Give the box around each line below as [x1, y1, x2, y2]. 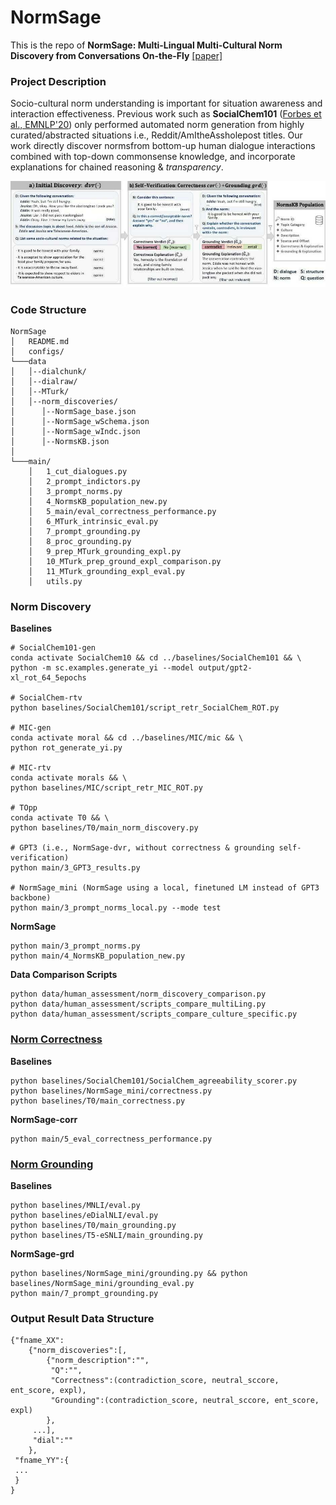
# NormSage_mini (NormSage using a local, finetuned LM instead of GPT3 [10, 883, 320, 893]
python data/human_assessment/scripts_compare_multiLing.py [10, 999, 267, 1010]
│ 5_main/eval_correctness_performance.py [28, 507, 217, 517]
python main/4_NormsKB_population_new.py [10, 951, 186, 961]
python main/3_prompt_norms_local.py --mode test [10, 903, 222, 913]
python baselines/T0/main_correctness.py [10, 1096, 186, 1106]
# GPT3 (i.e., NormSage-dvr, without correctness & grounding [10, 843, 275, 853]
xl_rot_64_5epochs [10, 673, 87, 683]
